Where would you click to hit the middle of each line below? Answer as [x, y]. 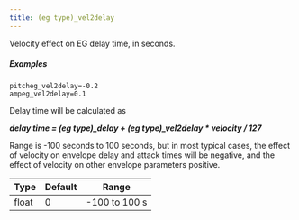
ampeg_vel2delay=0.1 [48, 94]
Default [61, 187]
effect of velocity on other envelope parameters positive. [115, 164]
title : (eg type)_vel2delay [62, 18]
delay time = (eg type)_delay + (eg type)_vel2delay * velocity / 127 [136, 128]
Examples [28, 64]
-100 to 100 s [116, 202]
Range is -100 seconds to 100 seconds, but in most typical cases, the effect [150, 145]
